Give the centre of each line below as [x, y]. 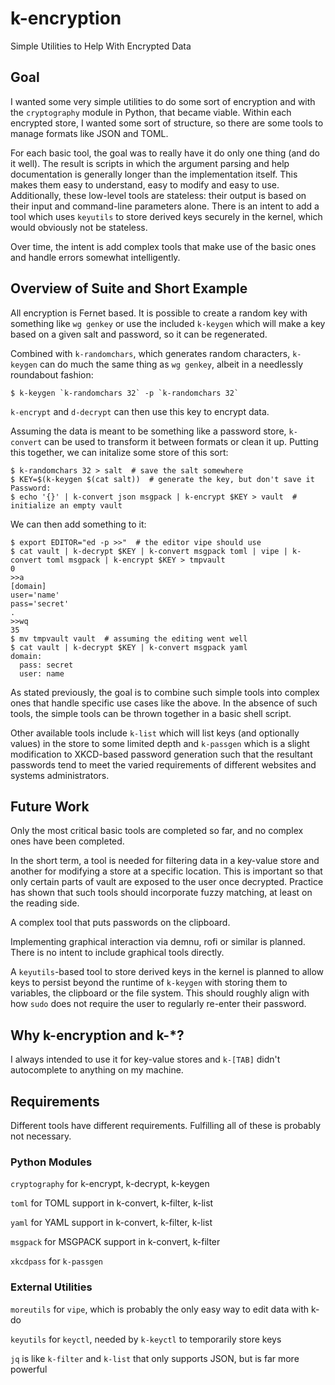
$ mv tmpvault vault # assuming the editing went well [129, 638]
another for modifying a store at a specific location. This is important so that [166, 871]
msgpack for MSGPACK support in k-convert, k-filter [115, 1242]
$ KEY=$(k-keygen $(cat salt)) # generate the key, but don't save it [162, 479]
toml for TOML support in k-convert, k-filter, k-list [112, 1203]
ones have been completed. [67, 841]
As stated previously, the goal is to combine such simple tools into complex [165, 692]
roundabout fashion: [52, 374]
